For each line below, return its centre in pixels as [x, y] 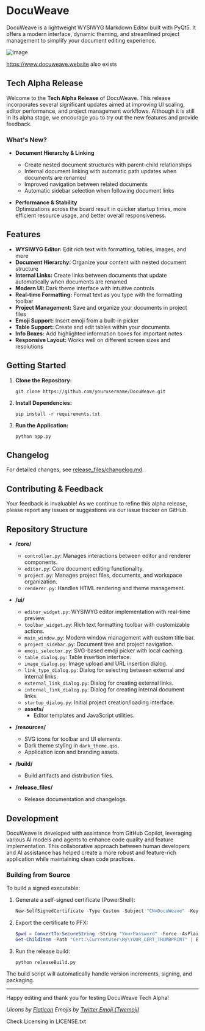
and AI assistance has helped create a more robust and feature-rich [92, 852]
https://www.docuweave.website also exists [62, 64]
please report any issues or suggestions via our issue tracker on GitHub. [97, 510]
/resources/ [31, 727]
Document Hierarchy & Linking [55, 153]
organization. [41, 582]
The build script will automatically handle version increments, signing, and [99, 974]
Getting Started [36, 366]
